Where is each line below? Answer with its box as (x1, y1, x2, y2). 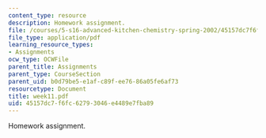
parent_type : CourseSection (8, 70, 101, 78)
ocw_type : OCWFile (8, 56, 69, 64)
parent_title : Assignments (8, 63, 97, 71)
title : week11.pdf (8, 92, 69, 100)
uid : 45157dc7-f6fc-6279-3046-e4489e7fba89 (8, 99, 154, 107)
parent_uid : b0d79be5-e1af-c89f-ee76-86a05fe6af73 (8, 77, 179, 85)
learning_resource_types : (8, 41, 93, 49)
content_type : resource (8, 11, 87, 20)
